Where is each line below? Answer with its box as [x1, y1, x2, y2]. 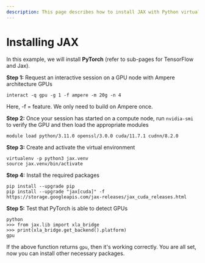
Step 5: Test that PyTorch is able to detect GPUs [6, 204, 128, 212]
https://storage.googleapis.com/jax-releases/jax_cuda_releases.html [6, 193, 187, 200]
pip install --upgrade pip [6, 183, 75, 189]
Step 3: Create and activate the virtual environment [6, 143, 135, 151]
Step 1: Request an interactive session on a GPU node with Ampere [6, 74, 175, 81]
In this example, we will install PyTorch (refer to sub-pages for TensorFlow [6, 56, 194, 63]
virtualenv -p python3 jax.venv [6, 155, 88, 162]
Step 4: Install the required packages [6, 171, 99, 179]
